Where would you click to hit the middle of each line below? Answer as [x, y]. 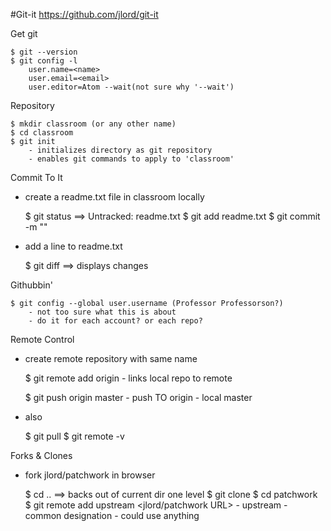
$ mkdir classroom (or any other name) [93, 124]
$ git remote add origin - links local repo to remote [128, 378]
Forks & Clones [41, 455]
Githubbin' [31, 285]
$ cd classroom [42, 133]
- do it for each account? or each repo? [115, 321]
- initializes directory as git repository [120, 150]
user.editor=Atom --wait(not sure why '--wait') [131, 87]
